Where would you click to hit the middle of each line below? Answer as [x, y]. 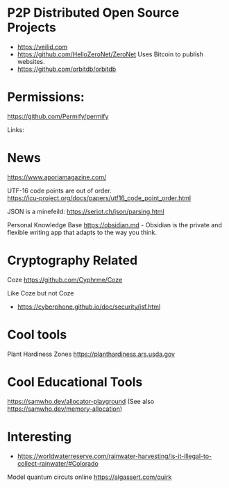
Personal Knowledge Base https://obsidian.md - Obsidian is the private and [114, 225]
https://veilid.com [42, 47]
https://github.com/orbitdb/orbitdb [67, 69]
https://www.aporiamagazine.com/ [57, 177]
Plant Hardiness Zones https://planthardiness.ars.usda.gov [91, 354]
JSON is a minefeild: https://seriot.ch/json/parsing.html [86, 211]
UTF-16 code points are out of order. [60, 190]
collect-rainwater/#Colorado [58, 463]
